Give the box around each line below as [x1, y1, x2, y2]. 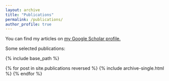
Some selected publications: [5, 45, 66, 51]
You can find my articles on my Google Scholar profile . [5, 36, 121, 42]
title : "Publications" [5, 12, 54, 17]
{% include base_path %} [5, 56, 60, 62]
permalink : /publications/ [5, 17, 63, 22]
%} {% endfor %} [5, 71, 43, 77]
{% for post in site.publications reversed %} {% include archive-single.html [5, 65, 164, 71]
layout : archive [5, 7, 40, 13]
